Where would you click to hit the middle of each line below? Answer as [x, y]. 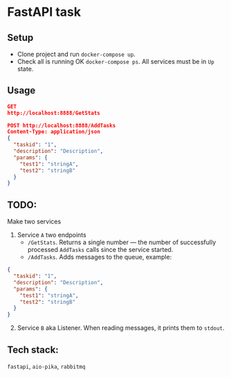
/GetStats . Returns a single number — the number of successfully [122, 242]
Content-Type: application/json [54, 132]
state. [25, 69]
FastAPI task [44, 12]
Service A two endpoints [52, 235]
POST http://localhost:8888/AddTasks [62, 125]
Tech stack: [33, 350]
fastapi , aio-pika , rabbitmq [46, 366]
